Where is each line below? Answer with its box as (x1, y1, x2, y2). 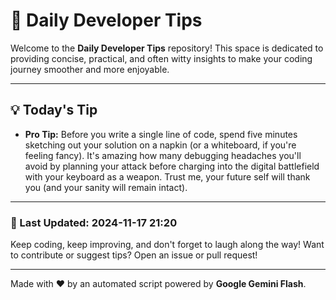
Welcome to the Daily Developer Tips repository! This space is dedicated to (10, 42, 324, 54)
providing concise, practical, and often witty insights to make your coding (10, 52, 313, 64)
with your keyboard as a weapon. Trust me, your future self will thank (24, 170, 311, 183)
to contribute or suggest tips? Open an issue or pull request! (10, 249, 258, 261)
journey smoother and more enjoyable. (10, 63, 170, 75)
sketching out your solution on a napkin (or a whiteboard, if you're (24, 139, 297, 151)
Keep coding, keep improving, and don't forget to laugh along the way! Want (10, 239, 325, 251)
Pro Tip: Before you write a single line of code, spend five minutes (24, 128, 298, 140)
